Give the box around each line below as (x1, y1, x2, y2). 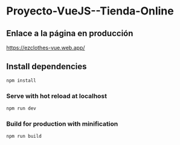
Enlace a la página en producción (6, 28, 133, 39)
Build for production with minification (6, 119, 118, 128)
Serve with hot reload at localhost (6, 91, 108, 100)
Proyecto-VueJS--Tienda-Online (6, 4, 174, 18)
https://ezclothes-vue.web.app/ (6, 44, 86, 51)
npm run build (6, 134, 42, 140)
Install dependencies (6, 61, 87, 72)
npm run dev (6, 105, 36, 111)
